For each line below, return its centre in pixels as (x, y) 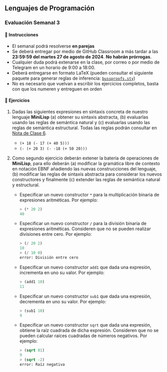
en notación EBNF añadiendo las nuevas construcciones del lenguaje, (84, 169)
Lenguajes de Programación (50, 8)
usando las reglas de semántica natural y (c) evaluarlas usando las (81, 122)
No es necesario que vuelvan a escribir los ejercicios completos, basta (85, 83)
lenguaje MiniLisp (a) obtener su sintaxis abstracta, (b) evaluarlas (80, 117)
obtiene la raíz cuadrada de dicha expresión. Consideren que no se (89, 331)
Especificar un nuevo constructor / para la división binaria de (83, 224)
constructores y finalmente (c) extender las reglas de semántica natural (86, 179)
